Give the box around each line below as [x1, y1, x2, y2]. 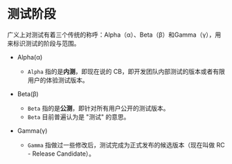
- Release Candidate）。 [27, 149, 96, 158]
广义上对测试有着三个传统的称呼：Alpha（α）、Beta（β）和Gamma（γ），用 [7, 30, 222, 39]
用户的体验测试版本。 [27, 75, 89, 84]
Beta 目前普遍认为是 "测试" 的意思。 [27, 112, 130, 121]
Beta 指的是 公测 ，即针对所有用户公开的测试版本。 [27, 104, 170, 112]
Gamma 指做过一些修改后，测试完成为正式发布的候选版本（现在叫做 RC [27, 140, 225, 149]
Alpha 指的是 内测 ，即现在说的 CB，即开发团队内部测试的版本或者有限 [27, 67, 225, 75]
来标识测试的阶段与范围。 [7, 39, 80, 47]
